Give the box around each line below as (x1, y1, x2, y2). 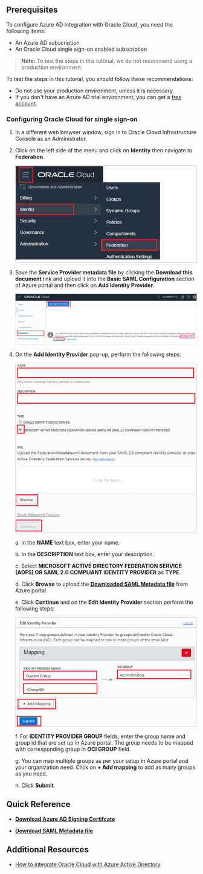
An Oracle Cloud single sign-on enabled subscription (14, 45, 147, 53)
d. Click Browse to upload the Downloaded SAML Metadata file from (14, 580, 188, 588)
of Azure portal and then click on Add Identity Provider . (14, 281, 155, 289)
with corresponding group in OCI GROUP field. (14, 746, 131, 753)
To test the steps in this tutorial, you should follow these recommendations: (6, 75, 193, 82)
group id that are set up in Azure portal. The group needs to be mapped (14, 739, 193, 746)
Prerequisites (6, 5, 58, 15)
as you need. (14, 770, 48, 777)
